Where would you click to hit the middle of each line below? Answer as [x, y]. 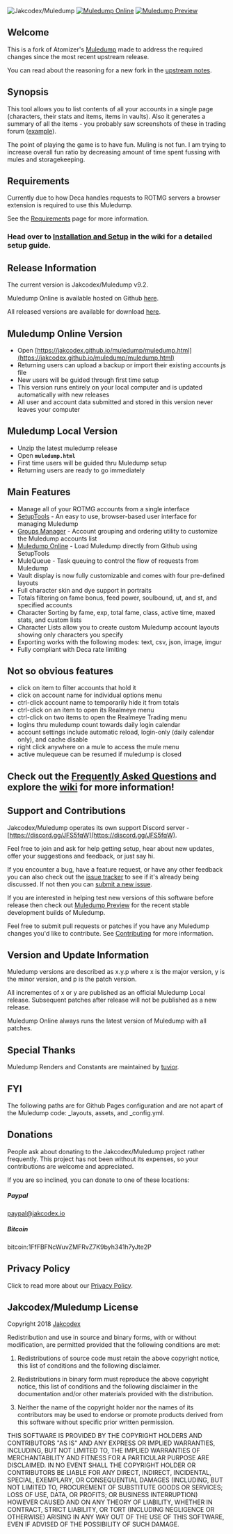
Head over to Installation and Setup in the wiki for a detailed [110, 237]
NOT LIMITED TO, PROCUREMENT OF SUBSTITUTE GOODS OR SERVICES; [115, 1487]
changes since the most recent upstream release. [78, 56]
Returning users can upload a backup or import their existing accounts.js [121, 365]
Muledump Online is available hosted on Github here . [83, 298]
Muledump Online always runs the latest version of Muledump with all [107, 1021]
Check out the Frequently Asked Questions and [112, 776]
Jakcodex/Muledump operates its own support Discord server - [98, 827]
